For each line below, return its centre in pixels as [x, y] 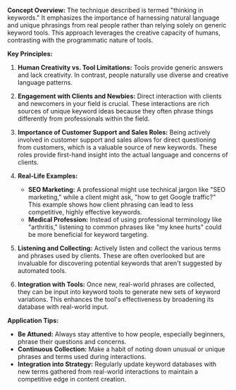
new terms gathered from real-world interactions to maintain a [108, 372]
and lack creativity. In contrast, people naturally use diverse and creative [123, 75]
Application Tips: [33, 321]
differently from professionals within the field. [83, 118]
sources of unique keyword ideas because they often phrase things [115, 111]
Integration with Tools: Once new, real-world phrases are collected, [117, 284]
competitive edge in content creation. [72, 379]
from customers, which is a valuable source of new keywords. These [117, 147]
